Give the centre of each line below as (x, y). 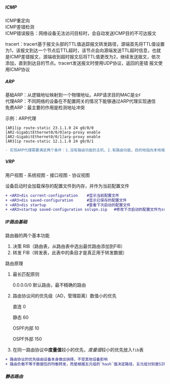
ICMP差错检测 (20, 27)
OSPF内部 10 (26, 328)
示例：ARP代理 (21, 118)
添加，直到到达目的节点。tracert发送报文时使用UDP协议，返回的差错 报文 (82, 63)
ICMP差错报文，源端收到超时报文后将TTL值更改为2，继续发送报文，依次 (85, 56)
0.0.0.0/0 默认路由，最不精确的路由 (49, 285)
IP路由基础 (16, 221)
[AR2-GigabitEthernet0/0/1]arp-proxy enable (53, 137)
